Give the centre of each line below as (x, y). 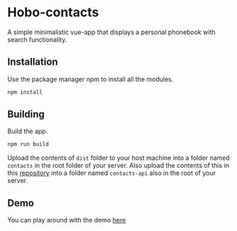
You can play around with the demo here (67, 220)
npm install (25, 92)
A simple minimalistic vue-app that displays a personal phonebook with (111, 32)
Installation (33, 62)
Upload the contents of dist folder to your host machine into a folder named (119, 158)
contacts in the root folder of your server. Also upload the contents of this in (118, 166)
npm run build (28, 144)
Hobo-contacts (53, 12)
